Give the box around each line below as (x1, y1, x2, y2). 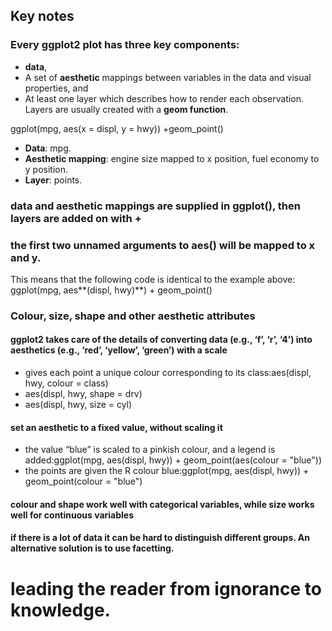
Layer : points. (24, 174, 83, 186)
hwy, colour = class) (24, 377, 109, 389)
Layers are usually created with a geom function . (24, 103, 229, 115)
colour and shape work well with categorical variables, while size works (10, 498, 315, 510)
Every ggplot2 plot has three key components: (10, 38, 240, 52)
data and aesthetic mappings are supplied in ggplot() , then (10, 199, 301, 213)
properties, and (24, 82, 89, 94)
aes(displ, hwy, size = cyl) (24, 399, 133, 411)
